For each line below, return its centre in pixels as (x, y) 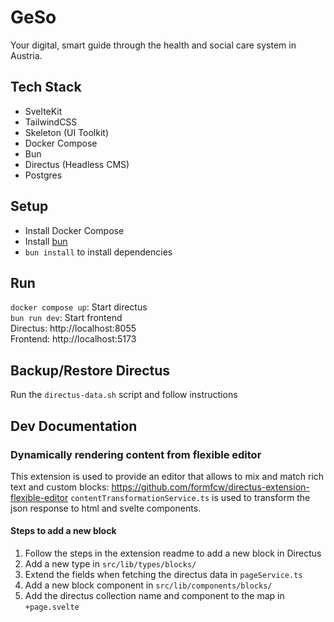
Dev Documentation (74, 426)
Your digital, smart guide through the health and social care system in (153, 45)
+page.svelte (52, 607)
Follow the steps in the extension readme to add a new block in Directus (173, 553)
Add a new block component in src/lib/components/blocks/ (148, 585)
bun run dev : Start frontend (66, 318)
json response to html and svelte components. (106, 508)
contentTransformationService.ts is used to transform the (190, 497)
